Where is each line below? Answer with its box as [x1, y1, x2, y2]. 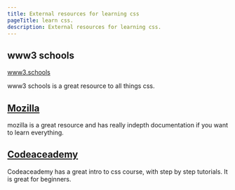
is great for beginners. [7, 175, 72, 183]
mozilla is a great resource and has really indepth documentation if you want [7, 121, 229, 129]
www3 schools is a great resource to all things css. [7, 82, 155, 90]
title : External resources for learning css [7, 10, 140, 18]
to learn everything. [7, 128, 65, 137]
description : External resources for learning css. [7, 23, 161, 30]
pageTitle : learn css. [7, 17, 74, 24]
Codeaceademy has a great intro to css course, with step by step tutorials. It [7, 167, 228, 176]
